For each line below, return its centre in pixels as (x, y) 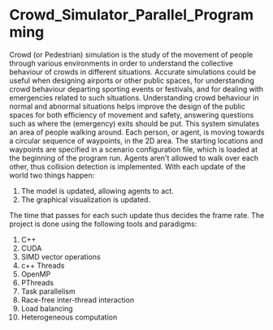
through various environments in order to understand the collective (121, 63)
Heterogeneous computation (69, 317)
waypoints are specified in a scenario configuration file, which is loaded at (134, 149)
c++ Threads (43, 265)
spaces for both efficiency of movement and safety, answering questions (132, 114)
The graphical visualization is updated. (86, 199)
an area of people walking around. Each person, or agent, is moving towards (137, 132)
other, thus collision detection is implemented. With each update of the (128, 166)
